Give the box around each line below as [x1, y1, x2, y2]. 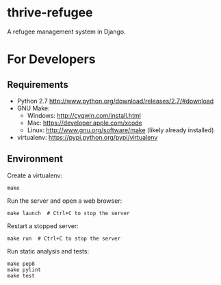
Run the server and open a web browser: [7, 197, 122, 205]
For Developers [7, 51, 96, 67]
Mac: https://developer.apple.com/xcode [27, 119, 142, 127]
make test [7, 272, 36, 279]
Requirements [7, 79, 68, 90]
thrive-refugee [7, 5, 93, 21]
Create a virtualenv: [7, 171, 63, 179]
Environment [7, 153, 64, 165]
